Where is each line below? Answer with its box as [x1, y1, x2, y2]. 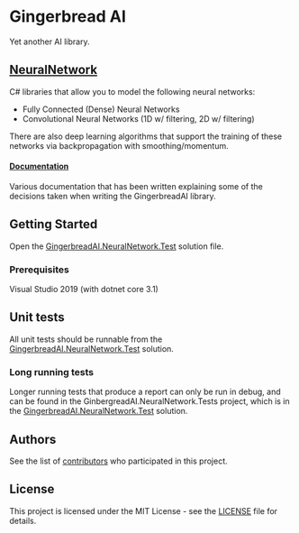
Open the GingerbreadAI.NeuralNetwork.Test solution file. [9, 241, 224, 252]
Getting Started [9, 216, 98, 232]
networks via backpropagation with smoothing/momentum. [9, 140, 229, 151]
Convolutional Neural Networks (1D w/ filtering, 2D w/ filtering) [22, 113, 255, 124]
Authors [9, 431, 57, 447]
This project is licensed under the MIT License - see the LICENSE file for [9, 505, 277, 516]
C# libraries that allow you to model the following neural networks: [9, 86, 256, 96]
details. [9, 515, 37, 526]
